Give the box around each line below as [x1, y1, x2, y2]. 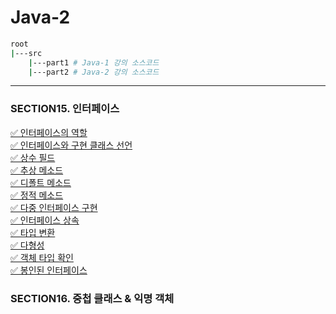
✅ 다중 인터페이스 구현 [10, 201, 98, 213]
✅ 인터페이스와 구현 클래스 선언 [10, 139, 133, 151]
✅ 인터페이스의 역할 [10, 126, 88, 138]
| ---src [10, 48, 43, 58]
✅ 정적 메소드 [10, 189, 64, 201]
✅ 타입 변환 [10, 226, 56, 238]
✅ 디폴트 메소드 [10, 176, 72, 188]
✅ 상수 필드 [10, 151, 56, 163]
